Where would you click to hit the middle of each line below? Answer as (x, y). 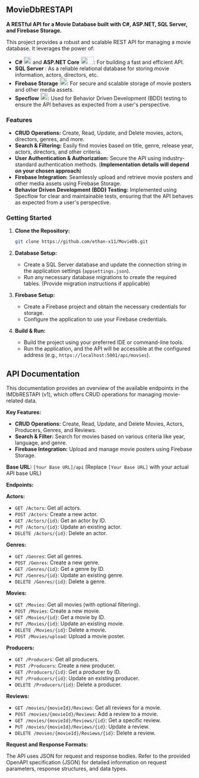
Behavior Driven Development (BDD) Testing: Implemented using (96, 190)
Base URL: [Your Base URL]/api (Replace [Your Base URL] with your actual (97, 467)
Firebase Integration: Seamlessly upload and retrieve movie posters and (104, 177)
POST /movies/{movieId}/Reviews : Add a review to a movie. (86, 714)
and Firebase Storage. (34, 30)
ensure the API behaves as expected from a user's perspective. (92, 104)
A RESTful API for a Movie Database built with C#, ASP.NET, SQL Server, (97, 24)
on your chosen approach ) (48, 171)
